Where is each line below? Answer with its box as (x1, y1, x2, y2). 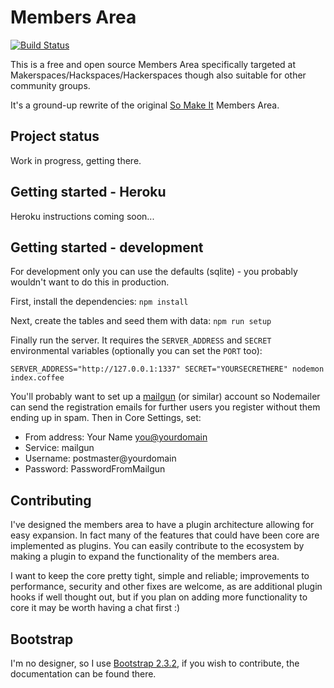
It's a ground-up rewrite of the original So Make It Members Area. (10, 99, 280, 111)
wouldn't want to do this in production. (10, 276, 170, 288)
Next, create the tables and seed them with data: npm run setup (10, 315, 272, 327)
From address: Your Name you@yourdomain (24, 431, 208, 443)
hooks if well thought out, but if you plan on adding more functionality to (10, 591, 308, 603)
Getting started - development (10, 239, 204, 256)
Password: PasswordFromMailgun (24, 463, 166, 475)
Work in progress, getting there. (10, 154, 142, 166)
